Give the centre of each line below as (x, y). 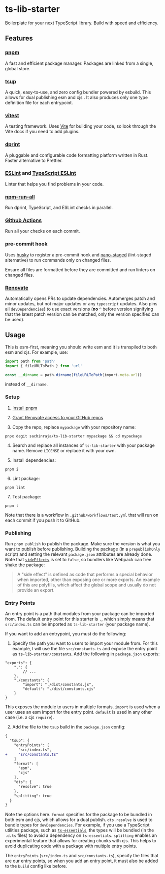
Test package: (27, 496)
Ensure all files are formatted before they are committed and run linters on (80, 269)
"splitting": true (33, 796)
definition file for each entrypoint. (39, 102)
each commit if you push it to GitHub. (43, 520)
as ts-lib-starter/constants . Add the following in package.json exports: (86, 654)
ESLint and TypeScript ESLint (41, 173)
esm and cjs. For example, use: (37, 352)
